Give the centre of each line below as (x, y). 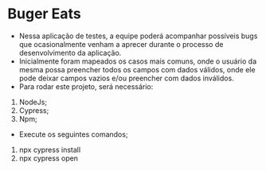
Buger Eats (44, 14)
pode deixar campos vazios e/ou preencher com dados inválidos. (126, 78)
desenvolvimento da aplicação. (70, 52)
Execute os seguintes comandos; (73, 134)
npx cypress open (49, 158)
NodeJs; (33, 102)
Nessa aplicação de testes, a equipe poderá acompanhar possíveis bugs (138, 36)
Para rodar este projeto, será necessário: (86, 86)
